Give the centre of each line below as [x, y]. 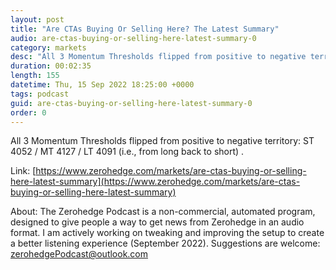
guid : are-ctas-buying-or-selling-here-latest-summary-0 [131, 103]
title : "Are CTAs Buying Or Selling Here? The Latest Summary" [145, 29]
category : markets [48, 47]
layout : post [37, 19]
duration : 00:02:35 [51, 66]
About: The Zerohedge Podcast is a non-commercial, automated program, [163, 212]
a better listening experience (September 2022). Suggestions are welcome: [165, 243]
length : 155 [35, 76]
